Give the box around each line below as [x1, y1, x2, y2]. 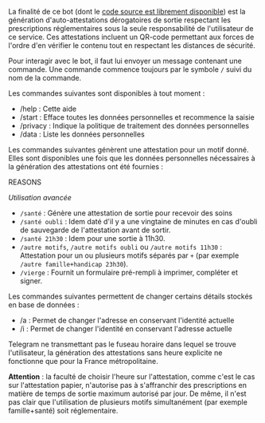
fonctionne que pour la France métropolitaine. [8, 357, 158, 366]
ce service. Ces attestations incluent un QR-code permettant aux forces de [8, 32, 255, 42]
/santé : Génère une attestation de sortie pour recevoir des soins [19, 208, 233, 218]
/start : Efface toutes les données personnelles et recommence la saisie [19, 113, 255, 122]
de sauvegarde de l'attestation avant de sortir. [19, 225, 171, 235]
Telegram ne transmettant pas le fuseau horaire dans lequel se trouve [8, 339, 237, 349]
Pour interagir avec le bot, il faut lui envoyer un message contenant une [8, 56, 243, 65]
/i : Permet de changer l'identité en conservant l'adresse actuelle [19, 324, 232, 334]
